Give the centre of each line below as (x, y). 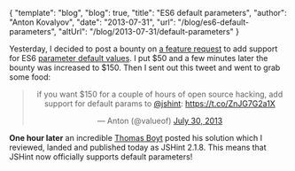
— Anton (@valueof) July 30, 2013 (160, 120)
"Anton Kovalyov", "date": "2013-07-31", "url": (93, 22)
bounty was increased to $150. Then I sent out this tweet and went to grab (145, 67)
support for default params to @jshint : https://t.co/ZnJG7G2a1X (160, 104)
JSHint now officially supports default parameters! (101, 157)
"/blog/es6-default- (213, 22)
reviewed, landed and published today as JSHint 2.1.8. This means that (138, 147)
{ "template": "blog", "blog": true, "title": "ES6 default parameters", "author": (148, 13)
